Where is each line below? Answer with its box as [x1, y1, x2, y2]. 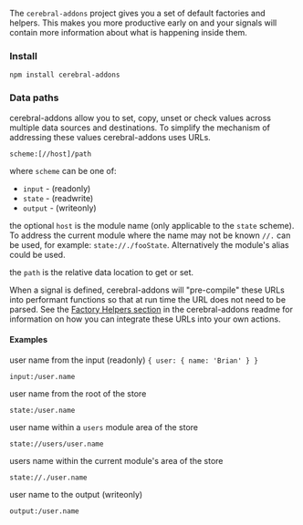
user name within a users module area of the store [9, 421, 199, 432]
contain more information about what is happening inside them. [9, 27, 248, 37]
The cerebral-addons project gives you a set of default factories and [9, 8, 266, 18]
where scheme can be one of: [9, 165, 117, 176]
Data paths [9, 91, 59, 104]
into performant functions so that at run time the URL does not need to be [9, 293, 286, 304]
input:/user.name [9, 372, 76, 381]
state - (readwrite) [22, 192, 94, 203]
